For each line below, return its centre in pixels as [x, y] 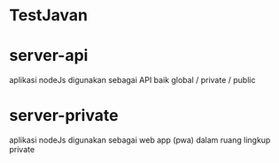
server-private [64, 116]
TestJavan [49, 15]
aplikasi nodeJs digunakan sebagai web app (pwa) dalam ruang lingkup [140, 140]
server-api [49, 56]
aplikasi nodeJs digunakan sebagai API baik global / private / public [132, 80]
